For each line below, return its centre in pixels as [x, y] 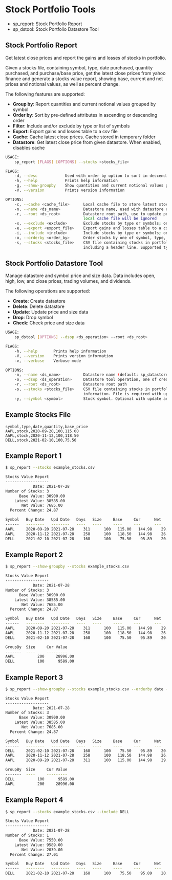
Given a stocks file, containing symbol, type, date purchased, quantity [79, 67]
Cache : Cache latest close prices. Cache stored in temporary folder [84, 137]
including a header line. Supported [122, 247]
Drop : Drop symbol [33, 318]
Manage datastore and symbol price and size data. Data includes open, [80, 276]
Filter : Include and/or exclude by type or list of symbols [71, 126]
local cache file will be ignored [120, 219]
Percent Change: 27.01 [34, 854]
